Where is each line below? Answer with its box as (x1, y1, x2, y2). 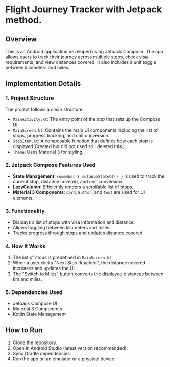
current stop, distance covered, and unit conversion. (12, 178, 124, 184)
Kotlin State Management (12, 311, 66, 317)
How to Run (5, 326, 43, 335)
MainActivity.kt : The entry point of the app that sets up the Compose (12, 116, 161, 122)
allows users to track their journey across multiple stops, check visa (5, 54, 148, 60)
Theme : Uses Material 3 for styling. (12, 149, 84, 155)
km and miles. (12, 276, 42, 282)
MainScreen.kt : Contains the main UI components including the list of (12, 127, 158, 133)
